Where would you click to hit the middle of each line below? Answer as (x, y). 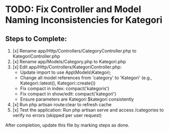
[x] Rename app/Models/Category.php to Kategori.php (69, 61)
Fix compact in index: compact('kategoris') (65, 88)
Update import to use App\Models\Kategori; (65, 72)
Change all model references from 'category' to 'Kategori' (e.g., (86, 78)
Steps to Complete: (36, 39)
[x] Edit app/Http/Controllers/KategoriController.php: (67, 67)
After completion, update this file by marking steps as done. (67, 125)
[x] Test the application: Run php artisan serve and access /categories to (88, 110)
